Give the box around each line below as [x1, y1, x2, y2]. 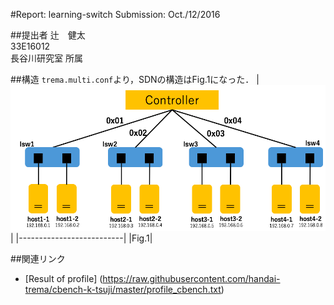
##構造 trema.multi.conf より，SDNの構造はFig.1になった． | [10, 74, 260, 85]
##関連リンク [10, 253, 66, 265]
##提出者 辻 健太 [10, 29, 86, 41]
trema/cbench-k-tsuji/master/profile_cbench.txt [24, 284, 222, 296]
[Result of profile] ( [24, 273, 103, 285]
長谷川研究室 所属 [10, 52, 83, 64]
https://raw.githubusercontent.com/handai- [102, 273, 281, 285]
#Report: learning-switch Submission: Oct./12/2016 [10, 9, 221, 20]
